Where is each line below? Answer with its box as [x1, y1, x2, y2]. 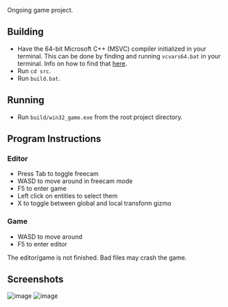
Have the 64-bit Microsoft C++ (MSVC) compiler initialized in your [17, 45, 206, 53]
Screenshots [7, 274, 64, 285]
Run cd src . [17, 66, 51, 75]
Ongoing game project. [7, 6, 74, 14]
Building [7, 26, 44, 38]
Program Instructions [7, 133, 101, 145]
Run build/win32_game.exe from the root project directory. [17, 113, 183, 121]
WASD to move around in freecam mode [17, 177, 133, 185]
